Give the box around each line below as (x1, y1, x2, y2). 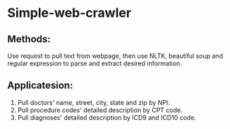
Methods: (7, 33, 51, 45)
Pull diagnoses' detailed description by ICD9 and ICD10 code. (17, 113, 196, 121)
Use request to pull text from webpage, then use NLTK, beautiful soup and (7, 51, 224, 60)
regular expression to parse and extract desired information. (7, 59, 182, 68)
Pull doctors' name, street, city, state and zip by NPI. (17, 98, 171, 106)
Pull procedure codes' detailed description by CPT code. (17, 106, 183, 114)
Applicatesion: (7, 80, 73, 92)
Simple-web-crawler (7, 5, 132, 21)
